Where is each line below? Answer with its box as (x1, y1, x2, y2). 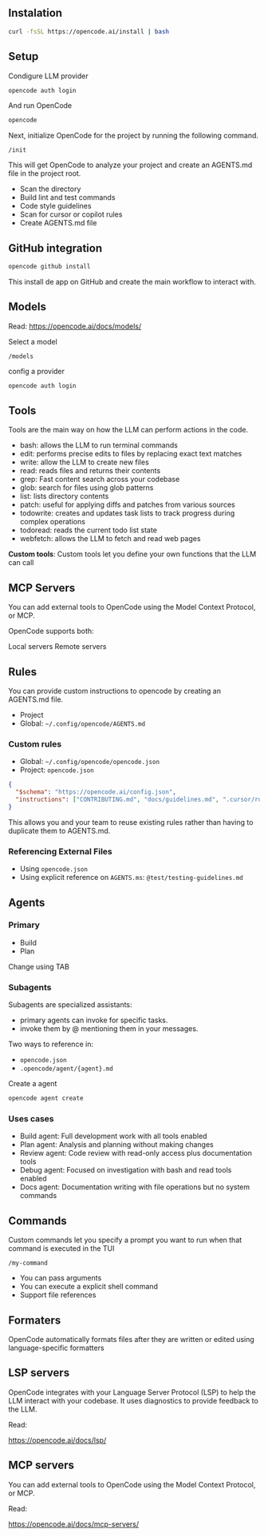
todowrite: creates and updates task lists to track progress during (19, 508, 235, 518)
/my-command (8, 1259, 48, 1268)
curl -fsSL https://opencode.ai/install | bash (8, 27, 170, 35)
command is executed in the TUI (8, 1244, 115, 1253)
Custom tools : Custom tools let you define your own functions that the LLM (8, 549, 257, 559)
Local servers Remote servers (8, 642, 107, 651)
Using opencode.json (19, 864, 88, 874)
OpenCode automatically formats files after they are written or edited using (8, 1334, 255, 1344)
